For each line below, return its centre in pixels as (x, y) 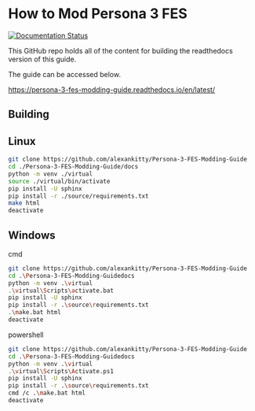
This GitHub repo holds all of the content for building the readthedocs (120, 50)
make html (24, 203)
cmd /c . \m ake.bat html (47, 393)
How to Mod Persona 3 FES (98, 14)
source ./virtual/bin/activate (59, 181)
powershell (26, 335)
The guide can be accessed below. (65, 74)
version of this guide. (42, 59)
